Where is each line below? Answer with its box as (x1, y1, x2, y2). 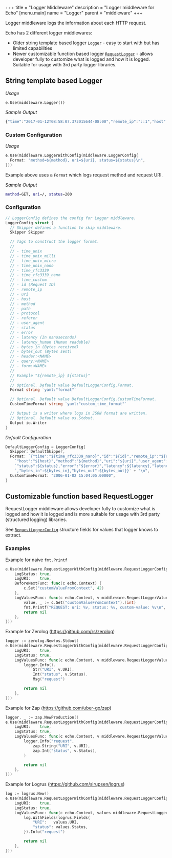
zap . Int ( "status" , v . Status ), (32, 748, 97, 753)
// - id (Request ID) (10, 282, 56, 288)
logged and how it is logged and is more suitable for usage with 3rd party (5, 511, 160, 517)
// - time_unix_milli (10, 253, 56, 259)
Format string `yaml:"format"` (10, 387, 77, 392)
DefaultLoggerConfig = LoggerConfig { (5, 444, 86, 450)
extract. (5, 532, 22, 538)
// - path (10, 306, 31, 311)
